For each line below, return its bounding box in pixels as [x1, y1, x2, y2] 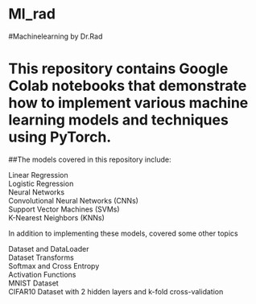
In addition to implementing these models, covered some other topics [8, 228, 239, 238]
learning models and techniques [8, 111, 229, 129]
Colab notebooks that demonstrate [8, 77, 247, 95]
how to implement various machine [8, 94, 249, 113]
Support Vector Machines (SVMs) [8, 204, 120, 214]
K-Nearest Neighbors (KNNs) [8, 212, 105, 222]
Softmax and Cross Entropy [8, 261, 100, 270]
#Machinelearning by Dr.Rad [8, 31, 103, 41]
